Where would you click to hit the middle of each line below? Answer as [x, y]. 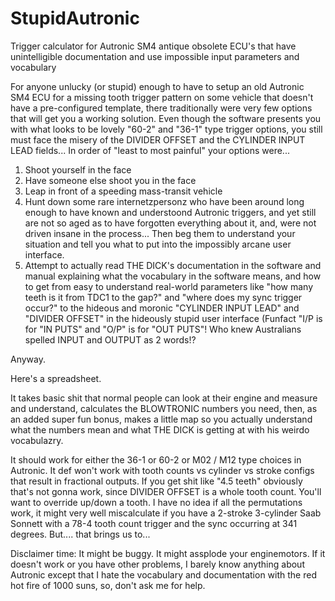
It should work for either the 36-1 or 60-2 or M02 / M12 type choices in [156, 459]
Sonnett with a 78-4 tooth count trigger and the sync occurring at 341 [154, 523]
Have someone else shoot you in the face [110, 180]
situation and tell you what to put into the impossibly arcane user [158, 244]
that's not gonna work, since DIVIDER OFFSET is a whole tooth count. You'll [166, 491]
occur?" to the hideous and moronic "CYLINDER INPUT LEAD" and [162, 308]
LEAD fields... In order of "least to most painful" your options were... [150, 150]
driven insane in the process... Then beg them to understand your [160, 233]
